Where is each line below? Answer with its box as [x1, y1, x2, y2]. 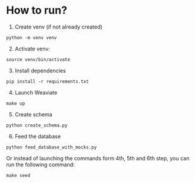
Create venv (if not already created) [14, 23, 103, 30]
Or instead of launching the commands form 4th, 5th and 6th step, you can [6, 154, 190, 162]
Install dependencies [14, 67, 67, 74]
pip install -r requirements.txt [6, 78, 89, 84]
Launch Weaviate [14, 89, 58, 96]
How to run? [6, 4, 67, 17]
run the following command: [6, 161, 76, 168]
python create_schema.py [6, 122, 68, 128]
